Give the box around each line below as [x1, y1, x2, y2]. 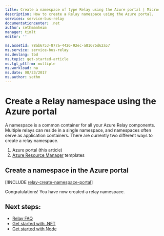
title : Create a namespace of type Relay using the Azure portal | [5, 7, 145, 12]
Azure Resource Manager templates [12, 152, 85, 158]
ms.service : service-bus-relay [5, 47, 69, 53]
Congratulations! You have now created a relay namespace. [5, 188, 125, 195]
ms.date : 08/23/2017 [5, 70, 47, 75]
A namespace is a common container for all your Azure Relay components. [5, 122, 155, 128]
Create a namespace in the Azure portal [5, 166, 128, 175]
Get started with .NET [12, 221, 56, 227]
